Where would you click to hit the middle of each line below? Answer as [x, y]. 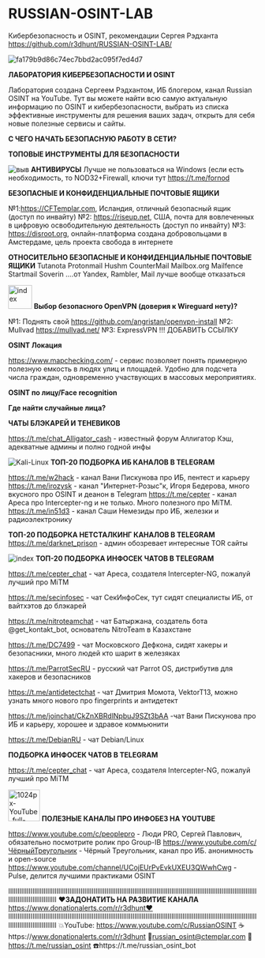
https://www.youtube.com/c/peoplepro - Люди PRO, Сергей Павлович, [125, 833]
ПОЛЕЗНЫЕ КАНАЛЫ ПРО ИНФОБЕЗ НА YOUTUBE [128, 818]
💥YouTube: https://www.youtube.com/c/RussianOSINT [147, 925]
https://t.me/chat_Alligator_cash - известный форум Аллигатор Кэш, [121, 438]
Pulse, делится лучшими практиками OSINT [82, 875]
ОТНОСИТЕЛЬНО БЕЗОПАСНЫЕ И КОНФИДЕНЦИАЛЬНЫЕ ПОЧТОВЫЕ [130, 257]
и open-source [32, 858]
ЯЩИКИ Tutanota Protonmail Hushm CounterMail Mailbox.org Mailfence [126, 265]
